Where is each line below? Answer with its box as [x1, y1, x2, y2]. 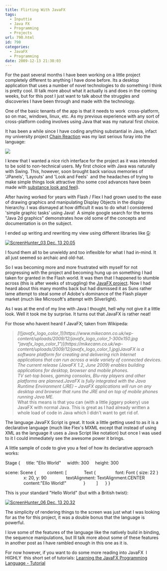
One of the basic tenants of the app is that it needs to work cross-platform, [5, 108, 160, 114]
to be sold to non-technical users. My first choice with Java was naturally [5, 163, 156, 169]
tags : [5, 12, 16, 17]
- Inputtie [9, 16, 32, 21]
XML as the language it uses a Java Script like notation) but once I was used [5, 430, 162, 436]
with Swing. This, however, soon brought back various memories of [5, 168, 143, 174]
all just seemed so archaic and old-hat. [5, 255, 85, 261]
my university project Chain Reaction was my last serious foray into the [5, 134, 151, 140]
